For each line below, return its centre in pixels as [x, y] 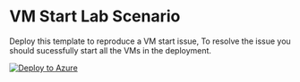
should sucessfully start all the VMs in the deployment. [111, 50]
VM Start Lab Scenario [95, 16]
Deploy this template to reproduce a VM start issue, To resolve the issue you [150, 41]
